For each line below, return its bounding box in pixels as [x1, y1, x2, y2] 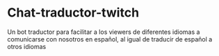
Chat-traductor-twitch [7, 5, 140, 21]
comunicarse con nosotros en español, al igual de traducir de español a [7, 35, 213, 43]
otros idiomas [7, 42, 47, 50]
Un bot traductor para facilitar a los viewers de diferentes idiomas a [7, 28, 200, 36]
